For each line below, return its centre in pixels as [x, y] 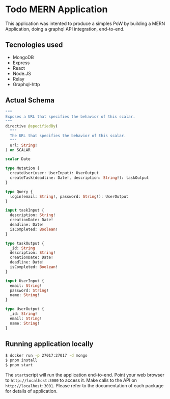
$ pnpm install [21, 360]
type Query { [19, 192]
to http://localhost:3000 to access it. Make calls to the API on [71, 380]
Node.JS [22, 73]
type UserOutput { [25, 309]
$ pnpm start [19, 365]
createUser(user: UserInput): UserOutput [54, 173]
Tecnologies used [34, 45]
